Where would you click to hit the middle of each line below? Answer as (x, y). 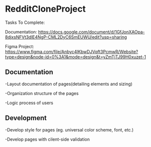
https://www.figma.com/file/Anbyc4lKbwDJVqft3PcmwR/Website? (72, 52)
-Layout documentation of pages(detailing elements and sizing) (69, 84)
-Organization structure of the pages (42, 93)
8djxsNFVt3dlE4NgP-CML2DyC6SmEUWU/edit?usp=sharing (66, 37)
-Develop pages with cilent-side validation (47, 139)
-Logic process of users (29, 103)
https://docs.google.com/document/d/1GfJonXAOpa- (92, 32)
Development (26, 118)
